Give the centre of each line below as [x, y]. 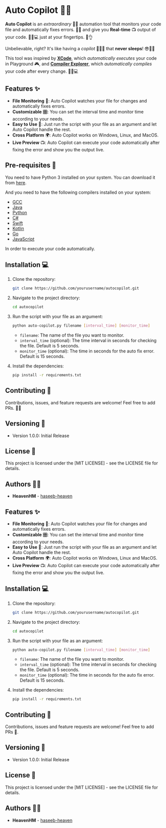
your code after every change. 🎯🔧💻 [42, 71]
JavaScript [23, 239]
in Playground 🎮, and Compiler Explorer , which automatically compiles [79, 64]
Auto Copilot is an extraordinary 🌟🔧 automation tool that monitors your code [83, 24]
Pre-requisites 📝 [31, 166]
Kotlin [18, 228]
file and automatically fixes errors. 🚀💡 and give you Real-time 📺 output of [81, 29]
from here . [16, 182]
